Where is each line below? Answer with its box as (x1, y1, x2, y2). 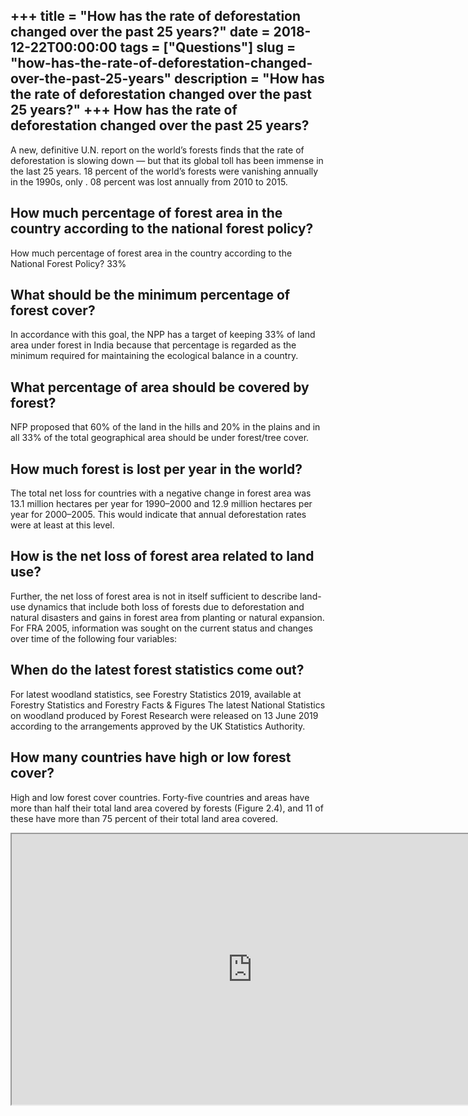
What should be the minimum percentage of (10, 287, 291, 304)
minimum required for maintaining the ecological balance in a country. (10, 350, 299, 362)
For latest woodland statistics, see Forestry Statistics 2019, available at (10, 688, 302, 700)
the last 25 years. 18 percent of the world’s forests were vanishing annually (10, 165, 319, 177)
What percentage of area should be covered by (10, 379, 310, 396)
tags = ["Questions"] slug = (119, 39, 297, 56)
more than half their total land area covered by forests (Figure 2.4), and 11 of (10, 802, 324, 814)
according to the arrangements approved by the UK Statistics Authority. (10, 720, 306, 732)
